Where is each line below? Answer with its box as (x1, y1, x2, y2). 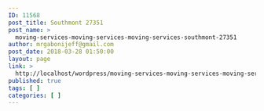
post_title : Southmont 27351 (8, 19, 104, 27)
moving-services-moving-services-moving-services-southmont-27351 (15, 33, 237, 41)
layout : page (8, 55, 51, 63)
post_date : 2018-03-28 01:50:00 (8, 48, 114, 55)
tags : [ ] (8, 84, 41, 92)
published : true (8, 77, 61, 84)
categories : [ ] (8, 91, 61, 99)
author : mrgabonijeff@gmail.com (8, 41, 114, 48)
